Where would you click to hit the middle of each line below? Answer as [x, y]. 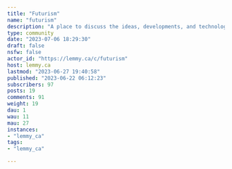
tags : [15, 143]
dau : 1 [17, 110]
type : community [30, 33]
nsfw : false [24, 53]
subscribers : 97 [30, 84]
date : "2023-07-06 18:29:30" [49, 39]
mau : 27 [18, 123]
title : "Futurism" [33, 14]
